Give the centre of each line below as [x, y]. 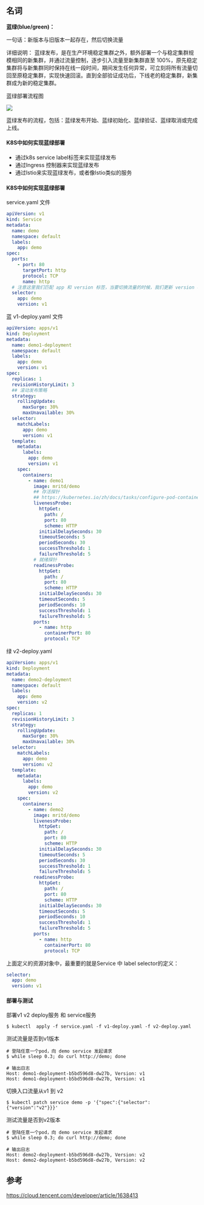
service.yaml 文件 [28, 202]
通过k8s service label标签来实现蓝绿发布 [66, 157]
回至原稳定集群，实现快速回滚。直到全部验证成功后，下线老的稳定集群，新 [99, 75]
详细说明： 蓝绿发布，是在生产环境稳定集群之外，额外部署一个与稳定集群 [97, 52]
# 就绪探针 [45, 560]
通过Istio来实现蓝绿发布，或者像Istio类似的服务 [73, 173]
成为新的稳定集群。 [35, 83]
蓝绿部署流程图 [25, 95]
